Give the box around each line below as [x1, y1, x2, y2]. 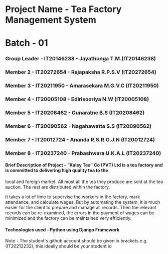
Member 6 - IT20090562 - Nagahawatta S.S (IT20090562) [5, 122, 152, 129]
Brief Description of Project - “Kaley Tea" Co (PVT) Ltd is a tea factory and [5, 162, 163, 168]
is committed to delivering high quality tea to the [5, 167, 108, 174]
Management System [5, 14, 97, 26]
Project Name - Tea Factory [5, 4, 122, 15]
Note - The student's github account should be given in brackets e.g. [5, 238, 148, 244]
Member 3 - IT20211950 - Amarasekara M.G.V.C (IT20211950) [5, 82, 159, 89]
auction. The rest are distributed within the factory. [5, 184, 110, 190]
